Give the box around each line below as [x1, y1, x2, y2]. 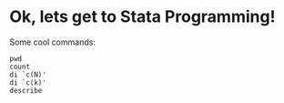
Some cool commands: [9, 36, 96, 47]
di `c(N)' [9, 70, 47, 79]
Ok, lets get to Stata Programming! [9, 6, 276, 27]
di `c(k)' [9, 77, 47, 88]
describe [9, 86, 43, 95]
